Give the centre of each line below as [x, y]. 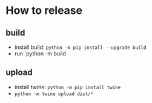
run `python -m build [40, 54]
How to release [44, 11]
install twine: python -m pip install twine [68, 87]
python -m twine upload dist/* [54, 94]
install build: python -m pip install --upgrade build [80, 47]
